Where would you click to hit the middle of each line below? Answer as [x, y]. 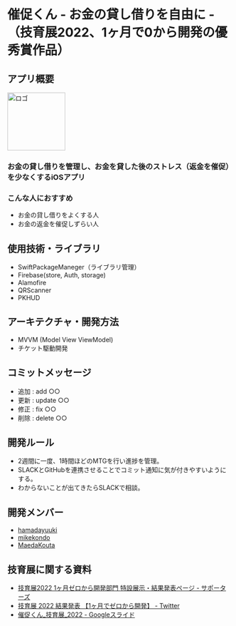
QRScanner [34, 290]
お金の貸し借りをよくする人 [58, 215]
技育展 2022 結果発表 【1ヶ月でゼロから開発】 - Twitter [98, 606]
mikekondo [34, 538]
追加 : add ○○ [39, 391]
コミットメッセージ [49, 373]
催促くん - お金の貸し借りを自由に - [111, 15]
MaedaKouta [36, 545]
